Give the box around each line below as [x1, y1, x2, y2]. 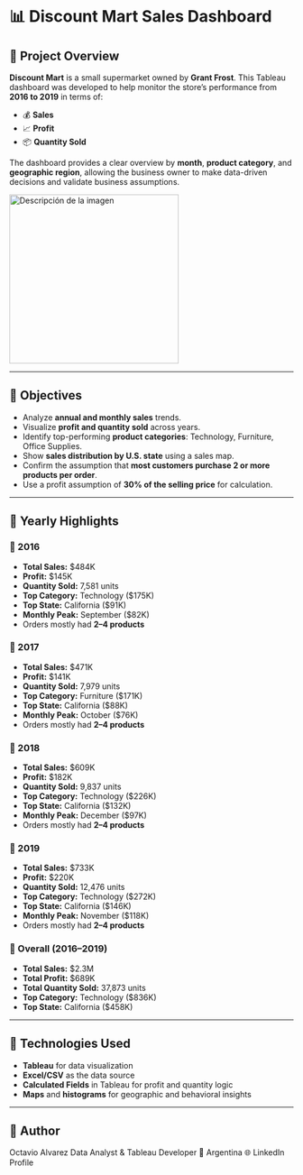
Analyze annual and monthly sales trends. [22, 411, 182, 423]
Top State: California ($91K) [22, 600, 127, 610]
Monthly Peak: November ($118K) [22, 911, 150, 922]
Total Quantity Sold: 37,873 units [22, 982, 146, 993]
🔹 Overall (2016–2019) [9, 942, 108, 955]
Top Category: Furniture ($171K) [22, 690, 143, 701]
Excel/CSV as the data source [22, 1069, 135, 1080]
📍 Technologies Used [9, 1036, 131, 1051]
